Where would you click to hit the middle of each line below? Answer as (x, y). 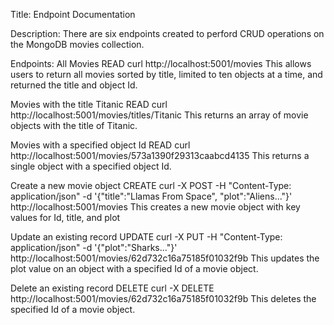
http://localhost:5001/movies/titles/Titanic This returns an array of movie (159, 115)
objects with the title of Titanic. (74, 125)
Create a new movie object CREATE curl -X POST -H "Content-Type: (151, 185)
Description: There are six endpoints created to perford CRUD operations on (167, 33)
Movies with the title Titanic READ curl (89, 104)
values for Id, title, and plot (65, 217)
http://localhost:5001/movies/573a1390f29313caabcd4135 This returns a (160, 155)
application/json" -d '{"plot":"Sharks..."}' (94, 247)
